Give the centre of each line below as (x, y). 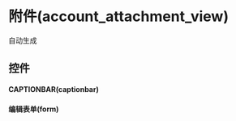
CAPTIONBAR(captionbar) (54, 89)
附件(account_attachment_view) (119, 17)
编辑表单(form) (34, 109)
